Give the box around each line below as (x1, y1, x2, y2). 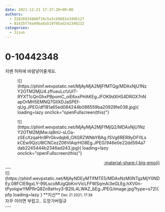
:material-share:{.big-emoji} (104, 159, 160, 165)
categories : (5, 26, 29, 30)
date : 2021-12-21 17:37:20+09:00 (5, 7, 74, 12)
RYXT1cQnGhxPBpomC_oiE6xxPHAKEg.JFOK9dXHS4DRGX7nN (17, 93, 146, 99)
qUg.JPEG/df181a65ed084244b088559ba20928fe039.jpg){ (17, 104, 139, 110)
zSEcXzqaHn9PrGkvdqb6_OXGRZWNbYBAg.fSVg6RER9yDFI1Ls (17, 134, 146, 140)
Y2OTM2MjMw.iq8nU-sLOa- (17, 129, 75, 135)
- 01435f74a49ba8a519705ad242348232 (9, 21, 84, 26)
